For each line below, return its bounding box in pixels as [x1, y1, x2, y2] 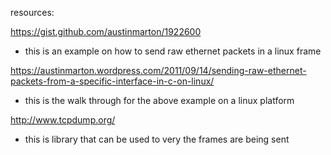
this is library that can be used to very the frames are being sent [24, 133, 290, 145]
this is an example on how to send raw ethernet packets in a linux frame [24, 45, 322, 57]
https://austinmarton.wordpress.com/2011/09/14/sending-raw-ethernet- [10, 65, 307, 76]
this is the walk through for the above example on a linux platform [24, 95, 295, 106]
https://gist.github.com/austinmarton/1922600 [10, 26, 202, 37]
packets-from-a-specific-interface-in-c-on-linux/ [10, 75, 215, 87]
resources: [10, 7, 55, 18]
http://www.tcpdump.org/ [10, 114, 116, 126]
